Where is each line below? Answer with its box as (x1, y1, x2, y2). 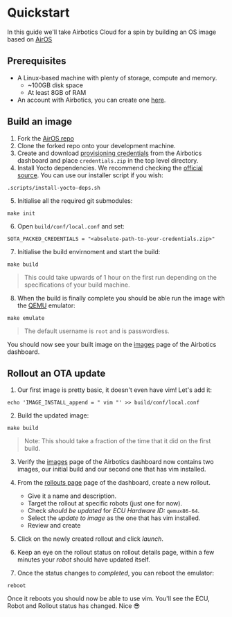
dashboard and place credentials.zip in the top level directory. (17, 156, 199, 164)
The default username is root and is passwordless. (24, 327, 170, 335)
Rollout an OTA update (7, 367, 106, 379)
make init (7, 210, 36, 217)
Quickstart (7, 5, 71, 21)
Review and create (27, 521, 81, 530)
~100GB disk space (27, 81, 83, 89)
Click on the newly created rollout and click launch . (17, 535, 164, 543)
